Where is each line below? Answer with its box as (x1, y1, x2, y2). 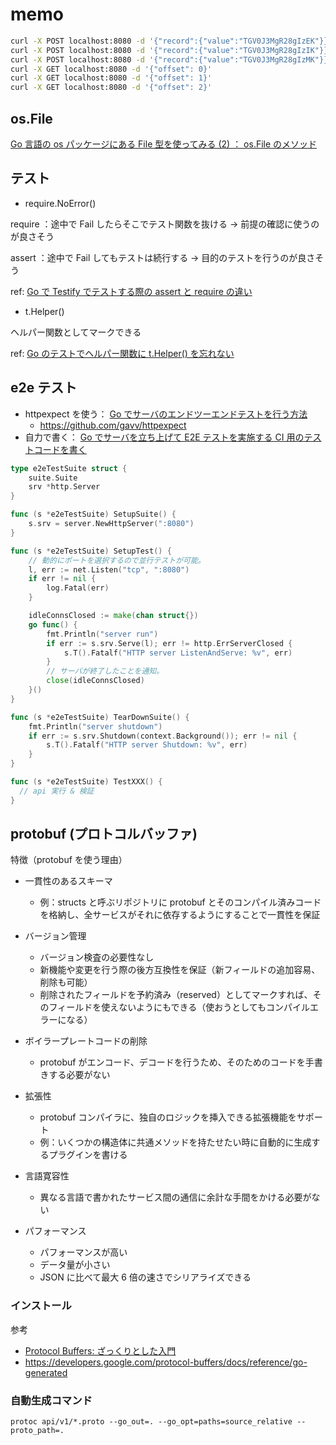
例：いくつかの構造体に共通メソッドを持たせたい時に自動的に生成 (39, 1136, 312, 1148)
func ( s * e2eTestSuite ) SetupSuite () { (10, 509, 177, 520)
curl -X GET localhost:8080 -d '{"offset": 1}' (10, 73, 213, 83)
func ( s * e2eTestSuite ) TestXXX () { (10, 777, 163, 787)
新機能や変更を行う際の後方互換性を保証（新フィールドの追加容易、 (39, 964, 321, 976)
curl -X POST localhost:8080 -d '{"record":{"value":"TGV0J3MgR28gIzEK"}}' (10, 36, 333, 46)
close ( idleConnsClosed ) (46, 676, 145, 686)
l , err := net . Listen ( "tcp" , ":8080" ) (28, 564, 190, 575)
